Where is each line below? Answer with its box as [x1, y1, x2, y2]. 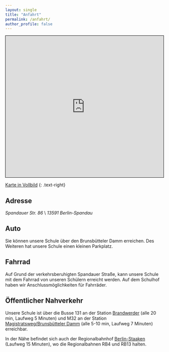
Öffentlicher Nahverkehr [5, 297, 84, 305]
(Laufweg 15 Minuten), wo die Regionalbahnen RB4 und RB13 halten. [5, 341, 147, 347]
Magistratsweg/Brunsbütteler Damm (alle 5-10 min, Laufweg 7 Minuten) [5, 320, 153, 326]
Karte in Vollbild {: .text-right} [5, 182, 66, 188]
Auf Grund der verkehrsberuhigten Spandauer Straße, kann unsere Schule [5, 271, 159, 277]
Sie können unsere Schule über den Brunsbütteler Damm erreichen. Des [5, 238, 154, 244]
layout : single [5, 7, 37, 13]
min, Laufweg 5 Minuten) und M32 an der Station [5, 315, 107, 321]
